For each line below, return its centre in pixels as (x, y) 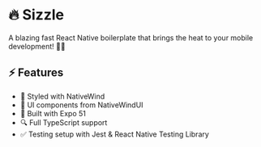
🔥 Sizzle (36, 15)
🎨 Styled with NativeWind (62, 96)
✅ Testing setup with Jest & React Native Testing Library (114, 134)
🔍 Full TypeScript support (64, 122)
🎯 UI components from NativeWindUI (81, 105)
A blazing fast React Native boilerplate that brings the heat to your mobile (131, 37)
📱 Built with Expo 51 (53, 113)
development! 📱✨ (37, 46)
